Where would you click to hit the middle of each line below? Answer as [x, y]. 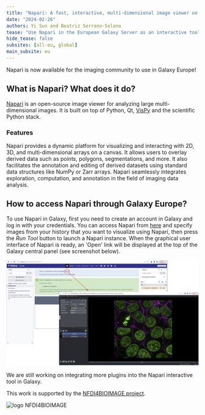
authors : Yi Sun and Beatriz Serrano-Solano [64, 26]
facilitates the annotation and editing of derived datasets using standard [97, 165]
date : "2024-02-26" [31, 19]
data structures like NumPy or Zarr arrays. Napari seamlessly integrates [96, 172]
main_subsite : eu [28, 52]
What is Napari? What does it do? [71, 89]
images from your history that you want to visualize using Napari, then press [102, 232]
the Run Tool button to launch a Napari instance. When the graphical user [99, 238]
